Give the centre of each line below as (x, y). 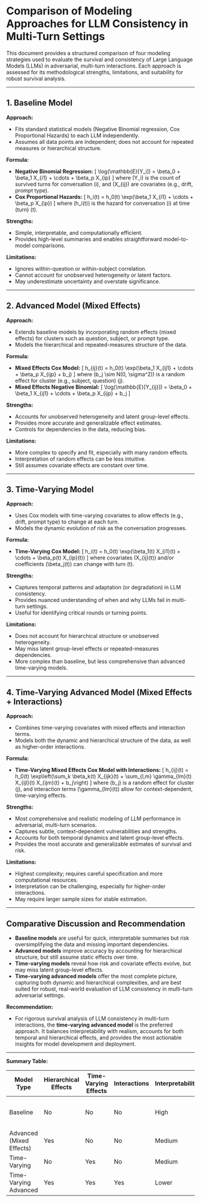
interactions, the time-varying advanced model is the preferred (94, 1025)
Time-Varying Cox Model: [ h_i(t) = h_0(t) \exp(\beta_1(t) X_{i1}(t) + (98, 552)
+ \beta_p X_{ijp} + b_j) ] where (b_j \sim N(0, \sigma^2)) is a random (100, 374)
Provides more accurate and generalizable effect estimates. (89, 423)
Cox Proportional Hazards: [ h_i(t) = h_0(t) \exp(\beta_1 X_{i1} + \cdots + (104, 196)
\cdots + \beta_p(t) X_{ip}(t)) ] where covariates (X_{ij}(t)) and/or (95, 558)
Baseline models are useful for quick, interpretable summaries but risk (102, 938)
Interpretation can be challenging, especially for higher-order (90, 886)
